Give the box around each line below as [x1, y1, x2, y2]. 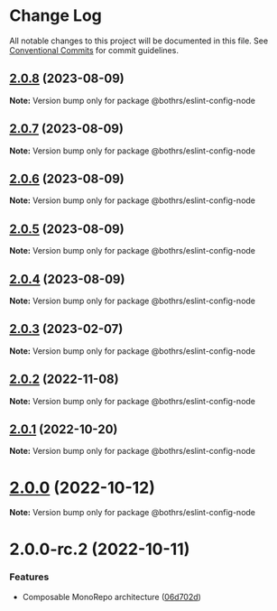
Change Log [9, 5, 102, 26]
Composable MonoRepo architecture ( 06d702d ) [22, 591, 201, 602]
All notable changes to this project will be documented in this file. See [9, 35, 269, 46]
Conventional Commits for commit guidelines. [9, 44, 179, 55]
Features [9, 570, 50, 583]
